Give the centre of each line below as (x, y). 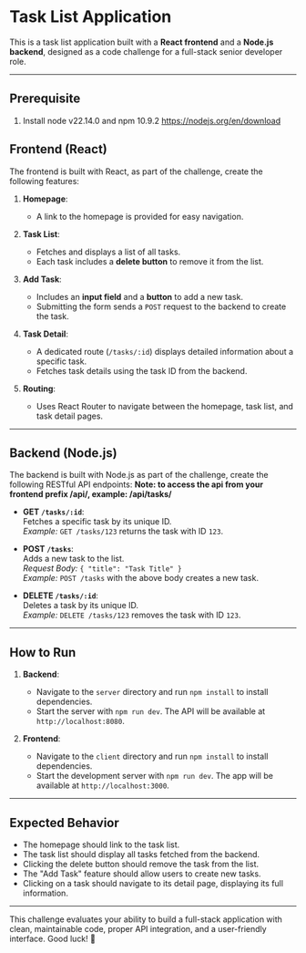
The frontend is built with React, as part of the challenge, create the (136, 171)
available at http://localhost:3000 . (103, 785)
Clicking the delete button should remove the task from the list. (141, 864)
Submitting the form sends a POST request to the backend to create (161, 306)
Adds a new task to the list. (73, 559)
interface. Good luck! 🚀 (52, 938)
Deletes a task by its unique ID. (81, 606)
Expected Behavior (65, 823)
